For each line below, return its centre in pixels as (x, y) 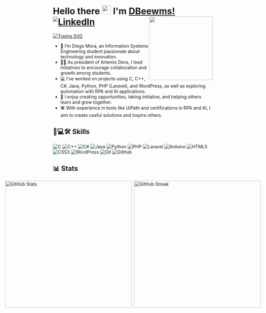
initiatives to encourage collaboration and (103, 67)
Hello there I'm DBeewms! (114, 11)
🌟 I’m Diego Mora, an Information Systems (104, 46)
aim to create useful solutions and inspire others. (111, 115)
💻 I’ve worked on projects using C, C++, (103, 78)
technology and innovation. (89, 56)
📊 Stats (66, 168)
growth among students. (86, 73)
